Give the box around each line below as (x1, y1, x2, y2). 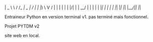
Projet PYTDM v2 (4, 23, 40, 29)
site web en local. (4, 33, 40, 38)
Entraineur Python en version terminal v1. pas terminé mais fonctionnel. (4, 14, 149, 19)
